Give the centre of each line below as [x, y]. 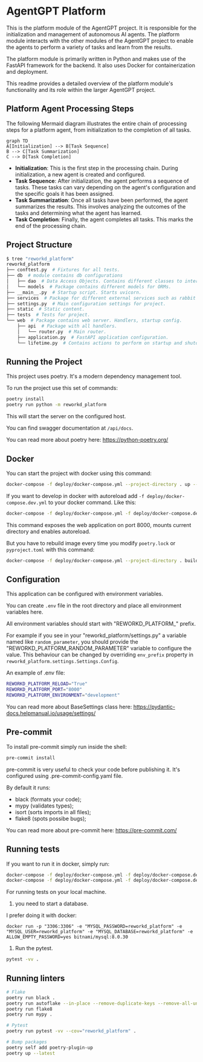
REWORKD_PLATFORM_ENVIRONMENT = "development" [63, 695]
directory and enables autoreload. [48, 531]
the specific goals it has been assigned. [64, 193]
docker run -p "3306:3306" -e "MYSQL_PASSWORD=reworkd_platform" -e [94, 927]
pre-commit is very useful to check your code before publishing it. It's [93, 769]
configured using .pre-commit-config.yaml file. [65, 775]
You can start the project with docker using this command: [79, 473]
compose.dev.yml [27, 503]
